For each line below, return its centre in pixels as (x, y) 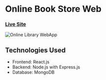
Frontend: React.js (31, 62)
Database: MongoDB (33, 72)
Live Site (16, 24)
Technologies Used (35, 50)
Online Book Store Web (53, 9)
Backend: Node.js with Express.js (46, 67)
